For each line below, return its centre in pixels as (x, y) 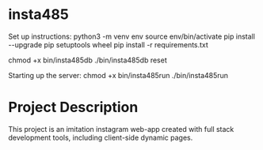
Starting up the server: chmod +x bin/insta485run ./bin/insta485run (118, 75)
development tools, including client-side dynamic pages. (101, 137)
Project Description (73, 107)
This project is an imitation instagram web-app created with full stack (121, 129)
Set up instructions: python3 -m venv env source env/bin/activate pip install (132, 36)
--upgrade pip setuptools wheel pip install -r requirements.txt (108, 44)
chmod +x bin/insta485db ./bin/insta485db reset (88, 60)
